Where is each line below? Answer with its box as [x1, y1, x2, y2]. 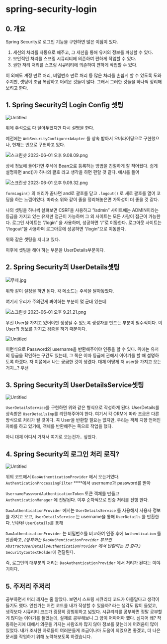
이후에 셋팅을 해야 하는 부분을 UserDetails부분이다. [5, 247, 105, 253]
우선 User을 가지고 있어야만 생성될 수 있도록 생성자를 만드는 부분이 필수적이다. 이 [5, 319, 163, 325]
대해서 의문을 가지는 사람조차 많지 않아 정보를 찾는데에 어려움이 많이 [27, 621, 159, 627]
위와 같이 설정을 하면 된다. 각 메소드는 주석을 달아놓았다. [5, 288, 114, 294]
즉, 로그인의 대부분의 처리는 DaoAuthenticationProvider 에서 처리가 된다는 [5, 560, 152, 566]
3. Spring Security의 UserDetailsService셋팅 [5, 381, 144, 390]
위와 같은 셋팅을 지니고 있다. [5, 236, 60, 242]
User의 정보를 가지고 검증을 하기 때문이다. [5, 326, 87, 332]
